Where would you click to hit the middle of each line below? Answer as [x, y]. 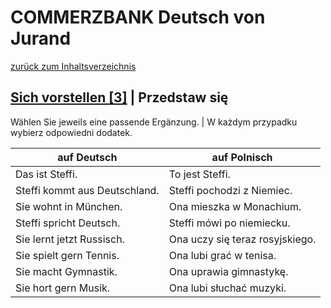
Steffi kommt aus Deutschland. [87, 190]
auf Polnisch [242, 157]
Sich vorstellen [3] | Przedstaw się [119, 97]
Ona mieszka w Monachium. [235, 206]
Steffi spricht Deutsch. [68, 223]
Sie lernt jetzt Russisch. [70, 239]
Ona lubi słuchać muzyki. [227, 288]
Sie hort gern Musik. [63, 288]
